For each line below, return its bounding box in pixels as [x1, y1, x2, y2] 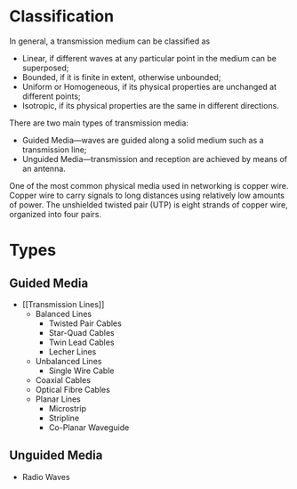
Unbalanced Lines [35, 355, 102, 366]
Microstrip [48, 403, 87, 413]
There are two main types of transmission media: [9, 118, 189, 128]
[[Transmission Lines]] [21, 298, 105, 309]
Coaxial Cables [35, 374, 92, 385]
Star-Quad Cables [48, 327, 115, 338]
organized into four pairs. [9, 208, 102, 219]
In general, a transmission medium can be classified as [9, 36, 211, 46]
